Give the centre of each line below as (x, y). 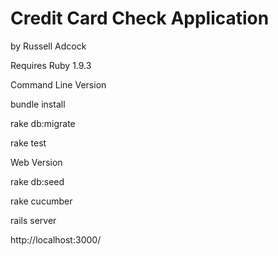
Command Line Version (58, 84)
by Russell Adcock (48, 46)
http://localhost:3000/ (56, 239)
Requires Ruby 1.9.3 (51, 65)
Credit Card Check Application (140, 18)
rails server (33, 220)
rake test (28, 143)
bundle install (38, 104)
